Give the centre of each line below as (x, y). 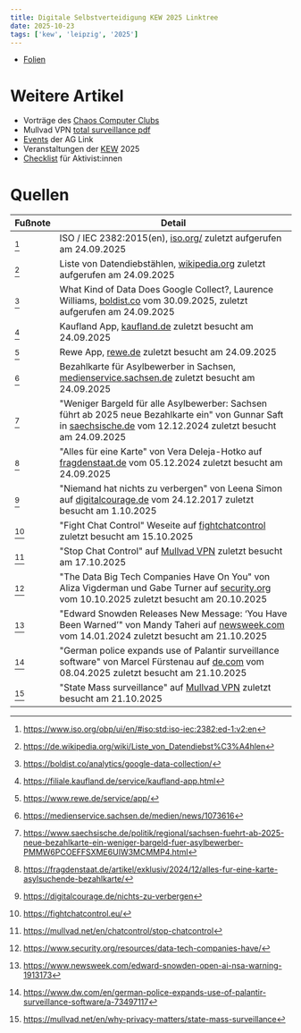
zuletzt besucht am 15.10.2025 (126, 537)
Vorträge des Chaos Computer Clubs (91, 121)
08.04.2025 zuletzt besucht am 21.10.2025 (153, 673)
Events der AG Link (58, 140)
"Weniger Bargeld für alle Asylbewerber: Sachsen (163, 403)
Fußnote (33, 223)
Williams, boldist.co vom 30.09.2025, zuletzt (154, 301)
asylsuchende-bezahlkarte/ (74, 879)
